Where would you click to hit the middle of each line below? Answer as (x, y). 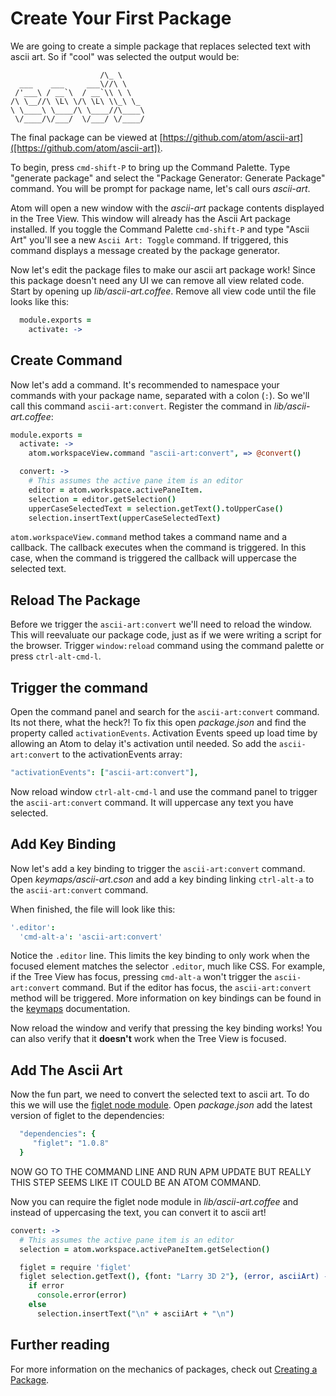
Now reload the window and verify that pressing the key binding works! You (166, 1028)
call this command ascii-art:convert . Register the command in (141, 406)
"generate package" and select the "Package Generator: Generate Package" (168, 178)
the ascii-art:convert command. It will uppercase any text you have (152, 802)
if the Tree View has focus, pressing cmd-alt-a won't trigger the (141, 977)
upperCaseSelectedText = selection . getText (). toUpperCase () (156, 508)
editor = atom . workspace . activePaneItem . (115, 490)
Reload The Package (75, 600)
